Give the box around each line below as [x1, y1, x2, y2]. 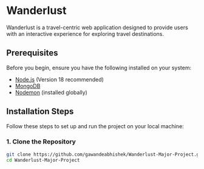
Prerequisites [6, 48, 58, 58]
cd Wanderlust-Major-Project [6, 157, 80, 163]
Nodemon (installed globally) [15, 89, 88, 96]
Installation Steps [6, 106, 74, 117]
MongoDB [15, 82, 41, 89]
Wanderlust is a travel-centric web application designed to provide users [6, 24, 188, 31]
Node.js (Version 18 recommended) [15, 75, 104, 83]
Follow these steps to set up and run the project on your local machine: [6, 122, 184, 129]
